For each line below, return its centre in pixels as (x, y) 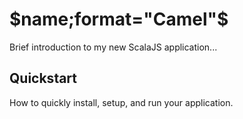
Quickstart (43, 78)
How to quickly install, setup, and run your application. (121, 102)
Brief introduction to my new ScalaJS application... (113, 47)
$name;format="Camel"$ (119, 19)
